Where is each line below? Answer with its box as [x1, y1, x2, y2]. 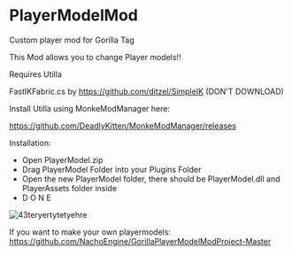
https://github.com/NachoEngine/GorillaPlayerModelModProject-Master [9, 236, 272, 246]
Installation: [9, 137, 51, 148]
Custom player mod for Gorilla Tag [9, 35, 134, 45]
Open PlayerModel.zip [21, 154, 104, 165]
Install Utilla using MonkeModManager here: [9, 103, 171, 113]
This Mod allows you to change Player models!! [9, 51, 181, 62]
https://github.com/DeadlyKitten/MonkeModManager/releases [9, 120, 237, 131]
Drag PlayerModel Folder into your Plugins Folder [21, 164, 202, 174]
